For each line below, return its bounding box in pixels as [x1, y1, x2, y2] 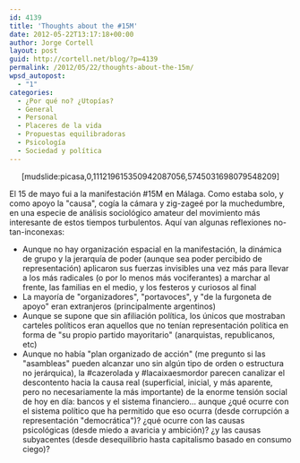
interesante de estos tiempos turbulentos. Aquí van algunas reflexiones [9, 217, 271, 227]
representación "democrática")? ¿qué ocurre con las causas [21, 415, 245, 425]
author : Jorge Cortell [9, 38, 94, 47]
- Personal [17, 113, 58, 122]
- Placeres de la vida [17, 122, 102, 131]
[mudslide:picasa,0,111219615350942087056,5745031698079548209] [21, 171, 280, 182]
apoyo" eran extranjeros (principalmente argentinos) [21, 301, 217, 312]
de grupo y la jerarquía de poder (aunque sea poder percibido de [21, 253, 262, 264]
